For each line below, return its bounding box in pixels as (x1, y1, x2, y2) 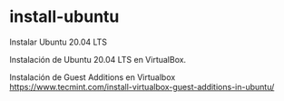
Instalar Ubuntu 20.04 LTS (9, 36, 107, 47)
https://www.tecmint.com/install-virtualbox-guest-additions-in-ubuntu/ (9, 81, 275, 92)
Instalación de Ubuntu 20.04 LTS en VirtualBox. (9, 54, 187, 65)
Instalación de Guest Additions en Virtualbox (9, 71, 176, 83)
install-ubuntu (9, 6, 120, 27)
